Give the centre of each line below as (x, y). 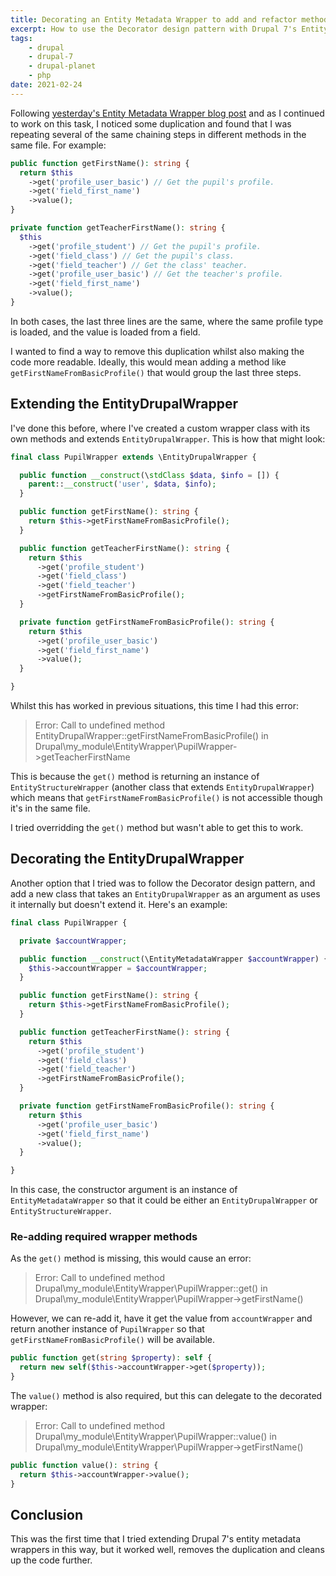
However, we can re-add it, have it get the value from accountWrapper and (161, 1318)
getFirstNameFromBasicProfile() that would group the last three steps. (156, 372)
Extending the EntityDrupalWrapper (124, 404)
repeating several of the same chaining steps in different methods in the (158, 134)
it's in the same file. (50, 808)
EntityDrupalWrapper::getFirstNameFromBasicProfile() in (151, 736)
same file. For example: (58, 145)
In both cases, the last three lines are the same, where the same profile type (167, 321)
